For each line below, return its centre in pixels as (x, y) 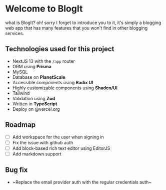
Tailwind (21, 93)
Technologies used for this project (60, 49)
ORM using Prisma (32, 66)
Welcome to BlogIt (44, 9)
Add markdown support (37, 154)
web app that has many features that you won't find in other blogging (76, 28)
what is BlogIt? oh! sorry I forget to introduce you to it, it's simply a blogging (83, 23)
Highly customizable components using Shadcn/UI (65, 88)
